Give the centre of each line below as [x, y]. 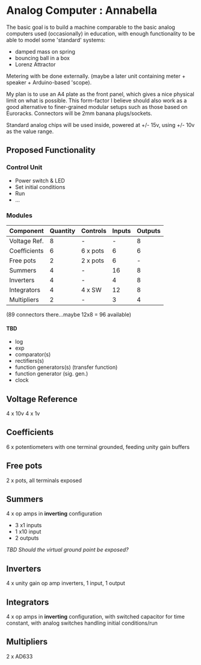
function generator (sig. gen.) [51, 374]
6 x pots [92, 250]
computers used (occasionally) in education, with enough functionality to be [101, 33]
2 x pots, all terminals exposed [44, 480]
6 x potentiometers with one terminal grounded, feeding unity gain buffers [98, 447]
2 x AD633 [20, 656]
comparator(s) [33, 354]
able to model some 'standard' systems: [56, 40]
